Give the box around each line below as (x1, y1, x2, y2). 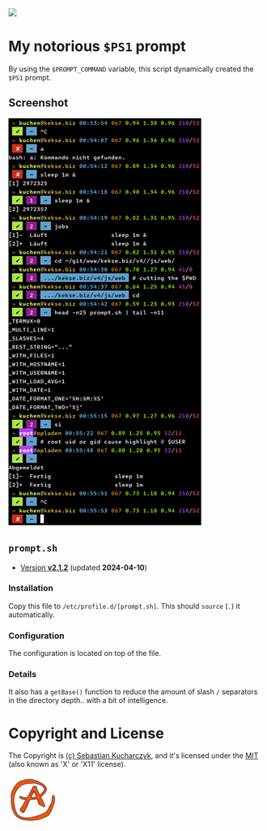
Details (8, 669, 37, 680)
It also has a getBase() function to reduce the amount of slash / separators (8, 687, 258, 696)
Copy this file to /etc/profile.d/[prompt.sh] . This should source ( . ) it (8, 601, 240, 610)
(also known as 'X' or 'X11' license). (8, 760, 126, 769)
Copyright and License (8, 724, 164, 743)
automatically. (8, 610, 55, 619)
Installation (8, 583, 54, 594)
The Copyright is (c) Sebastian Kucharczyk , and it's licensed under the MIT (8, 751, 259, 760)
